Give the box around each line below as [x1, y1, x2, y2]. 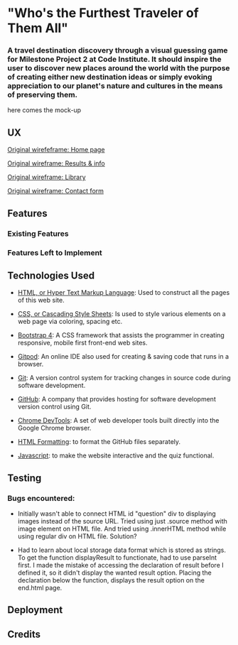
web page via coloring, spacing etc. [17, 318, 123, 326]
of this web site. [17, 296, 65, 305]
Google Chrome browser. [17, 424, 92, 433]
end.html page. [17, 584, 63, 592]
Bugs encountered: [7, 493, 75, 503]
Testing [7, 472, 42, 484]
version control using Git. [17, 403, 92, 411]
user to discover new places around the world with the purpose [7, 63, 230, 73]
